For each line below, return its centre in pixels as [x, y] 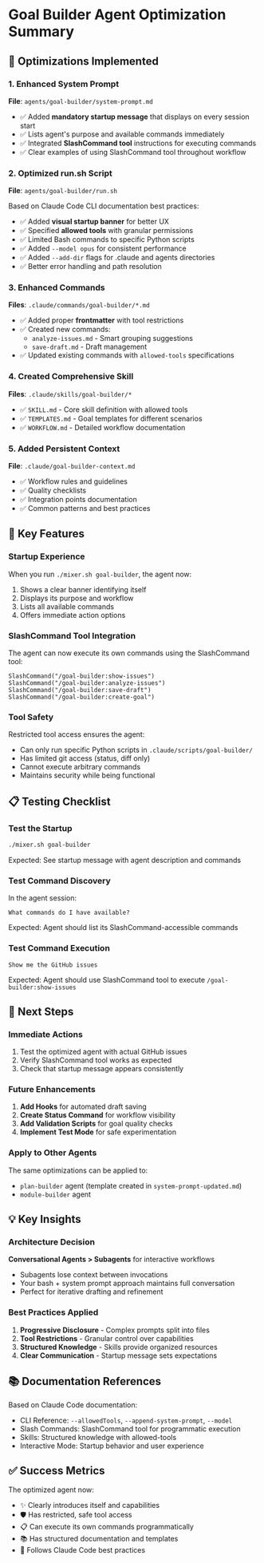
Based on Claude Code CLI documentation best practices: [104, 206]
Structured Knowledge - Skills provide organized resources [118, 1347]
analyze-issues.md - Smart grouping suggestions [112, 338]
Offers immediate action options [73, 615]
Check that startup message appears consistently [102, 1069]
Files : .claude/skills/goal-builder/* [70, 394]
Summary [41, 32]
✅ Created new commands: [65, 330]
